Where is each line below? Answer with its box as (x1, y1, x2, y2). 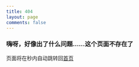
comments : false (6, 19, 46, 25)
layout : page (6, 14, 38, 20)
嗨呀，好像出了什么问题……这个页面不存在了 (6, 40, 134, 48)
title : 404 (6, 8, 33, 15)
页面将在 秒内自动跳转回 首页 (6, 54, 74, 62)
